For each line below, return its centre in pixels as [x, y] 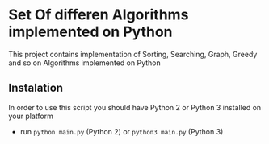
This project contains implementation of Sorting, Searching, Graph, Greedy [133, 54]
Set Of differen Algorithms [99, 15]
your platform [31, 116]
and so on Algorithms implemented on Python [84, 63]
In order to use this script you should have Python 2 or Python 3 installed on [135, 107]
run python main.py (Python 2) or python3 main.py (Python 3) [122, 131]
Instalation [36, 88]
